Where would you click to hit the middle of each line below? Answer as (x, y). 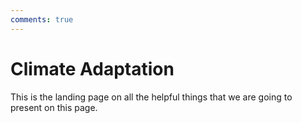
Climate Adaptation (92, 68)
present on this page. (54, 107)
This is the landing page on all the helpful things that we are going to (151, 97)
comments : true (42, 19)
